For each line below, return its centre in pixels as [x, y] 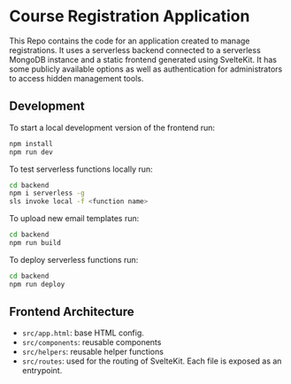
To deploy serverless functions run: [74, 259]
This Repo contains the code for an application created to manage [130, 41]
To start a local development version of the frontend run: [112, 127]
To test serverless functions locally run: [81, 169]
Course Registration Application [130, 16]
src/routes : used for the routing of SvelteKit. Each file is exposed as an [152, 361]
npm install [31, 143]
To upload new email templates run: [74, 219]
